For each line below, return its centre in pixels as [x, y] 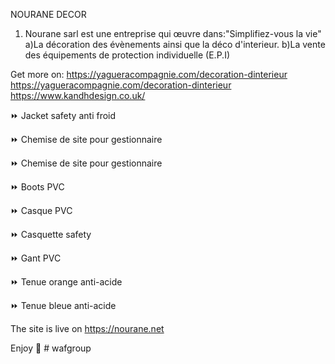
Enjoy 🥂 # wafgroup [51, 348]
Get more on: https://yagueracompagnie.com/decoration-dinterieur [149, 74]
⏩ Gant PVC [36, 258]
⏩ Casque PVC [41, 210]
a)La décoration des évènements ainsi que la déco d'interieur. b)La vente [175, 44]
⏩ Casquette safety [51, 234]
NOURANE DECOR [48, 14]
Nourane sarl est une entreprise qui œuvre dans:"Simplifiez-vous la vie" [173, 33]
